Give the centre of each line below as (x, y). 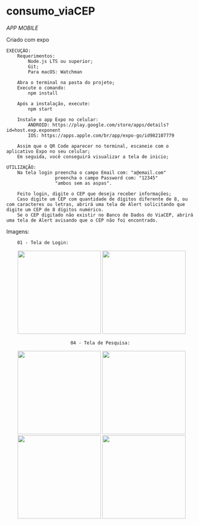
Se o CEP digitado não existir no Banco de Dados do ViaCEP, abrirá (105, 215)
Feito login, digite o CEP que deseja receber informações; (94, 194)
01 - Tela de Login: (43, 243)
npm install (43, 93)
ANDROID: (39, 125)
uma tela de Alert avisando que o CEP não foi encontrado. (82, 220)
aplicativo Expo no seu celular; (48, 151)
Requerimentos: (36, 56)
